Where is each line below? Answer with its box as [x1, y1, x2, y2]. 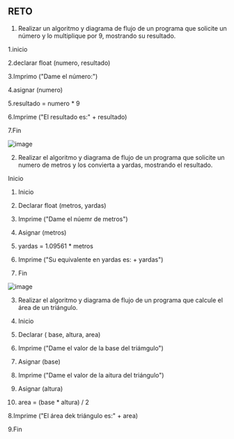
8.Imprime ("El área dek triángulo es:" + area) [8, 411, 139, 419]
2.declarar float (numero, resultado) [8, 59, 111, 67]
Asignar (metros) [17, 228, 67, 237]
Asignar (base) [17, 357, 61, 366]
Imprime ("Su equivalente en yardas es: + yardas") [17, 255, 164, 264]
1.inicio [8, 45, 28, 53]
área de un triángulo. [17, 303, 79, 311]
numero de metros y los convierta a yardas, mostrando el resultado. [17, 161, 213, 169]
